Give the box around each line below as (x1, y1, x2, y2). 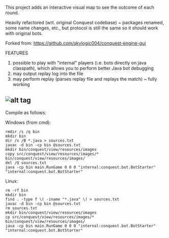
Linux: (5, 178, 18, 184)
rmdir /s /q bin (5, 129, 40, 134)
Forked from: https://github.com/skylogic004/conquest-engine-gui (5, 40, 146, 46)
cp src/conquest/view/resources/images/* (5, 214, 95, 220)
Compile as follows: (5, 109, 47, 116)
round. (5, 10, 19, 16)
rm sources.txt (5, 206, 38, 211)
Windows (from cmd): (5, 119, 51, 125)
